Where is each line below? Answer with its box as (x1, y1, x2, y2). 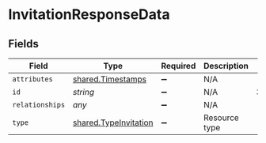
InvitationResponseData (8, 6, 170, 24)
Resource (203, 112, 239, 123)
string (72, 87, 95, 97)
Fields (8, 37, 40, 51)
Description (203, 61, 249, 71)
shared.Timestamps (72, 73, 147, 85)
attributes (12, 75, 53, 84)
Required (161, 61, 196, 71)
